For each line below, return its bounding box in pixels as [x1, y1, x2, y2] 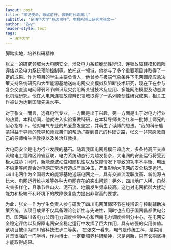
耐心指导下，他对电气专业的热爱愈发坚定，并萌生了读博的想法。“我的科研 [5, 122, 159, 128]
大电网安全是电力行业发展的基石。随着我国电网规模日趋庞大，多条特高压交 [5, 146, 161, 152]
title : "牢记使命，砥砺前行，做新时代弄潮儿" [5, 12, 91, 17]
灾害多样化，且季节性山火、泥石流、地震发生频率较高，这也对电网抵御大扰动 [5, 184, 166, 190]
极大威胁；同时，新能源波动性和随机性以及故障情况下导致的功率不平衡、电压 [5, 158, 166, 165]
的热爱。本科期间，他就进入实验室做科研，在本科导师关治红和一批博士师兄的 [5, 116, 166, 122]
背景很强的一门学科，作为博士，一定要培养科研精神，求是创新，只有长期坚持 [5, 233, 166, 239]
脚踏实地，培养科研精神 [5, 50, 54, 56]
